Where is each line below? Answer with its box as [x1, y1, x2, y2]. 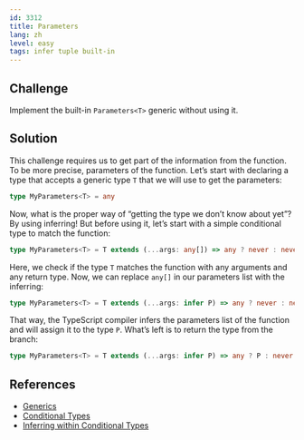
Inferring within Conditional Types [22, 420, 149, 431]
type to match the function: [9, 228, 111, 239]
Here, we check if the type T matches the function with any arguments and [9, 261, 288, 272]
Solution [9, 131, 58, 146]
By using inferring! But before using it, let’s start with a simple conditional [9, 218, 282, 229]
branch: [9, 334, 39, 345]
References [9, 376, 76, 392]
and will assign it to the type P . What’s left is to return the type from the [9, 324, 273, 336]
